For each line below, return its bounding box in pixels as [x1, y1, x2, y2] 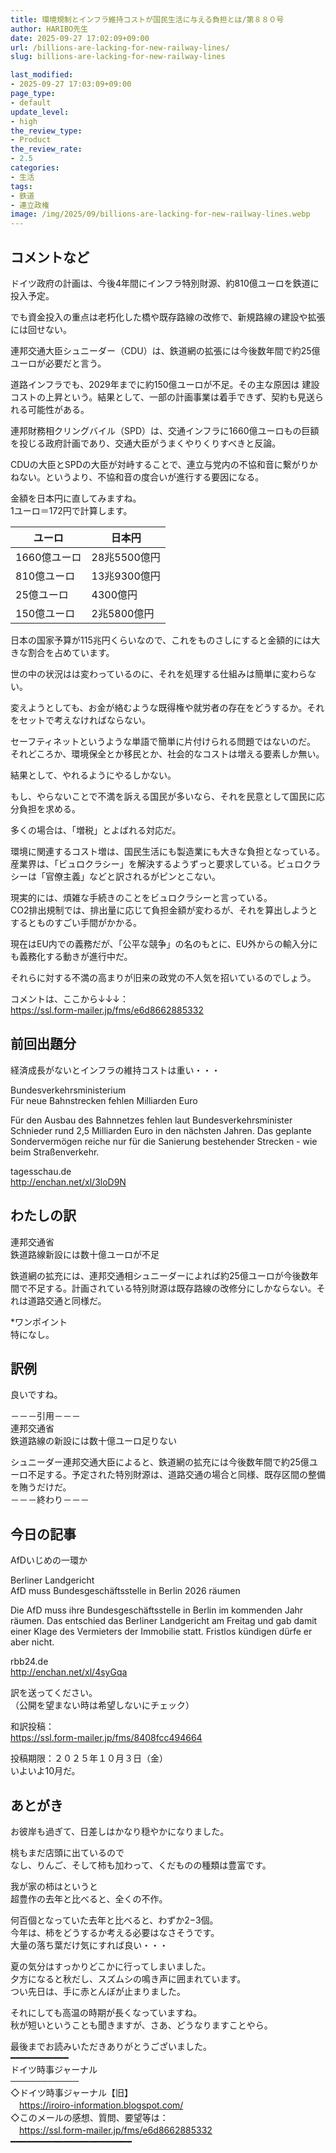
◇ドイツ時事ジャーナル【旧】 [10, 2087, 134, 2098]
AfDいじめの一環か [10, 1554, 88, 1566]
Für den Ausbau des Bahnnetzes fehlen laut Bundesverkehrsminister [10, 1114, 293, 1126]
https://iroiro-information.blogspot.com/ [19, 2099, 184, 2111]
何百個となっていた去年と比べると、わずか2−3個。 [10, 1914, 219, 1926]
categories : [10, 163, 60, 173]
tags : [10, 181, 33, 191]
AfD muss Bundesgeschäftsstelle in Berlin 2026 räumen [10, 1585, 241, 1597]
